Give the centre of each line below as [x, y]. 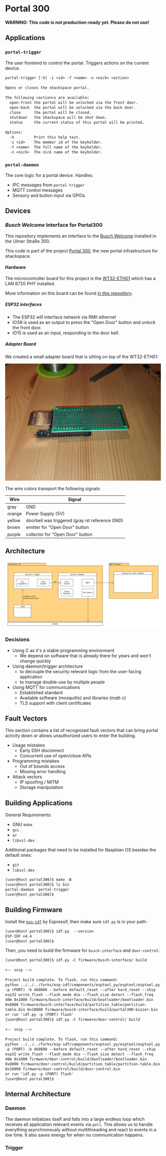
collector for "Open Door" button [59, 534]
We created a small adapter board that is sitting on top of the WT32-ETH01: [82, 357]
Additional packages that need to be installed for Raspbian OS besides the [81, 850]
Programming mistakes [36, 761]
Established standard [41, 692]
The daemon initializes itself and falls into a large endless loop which [75, 1119]
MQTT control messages [37, 190]
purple [14, 534]
